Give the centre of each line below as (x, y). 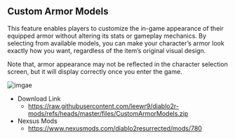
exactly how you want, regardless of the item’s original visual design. (107, 50)
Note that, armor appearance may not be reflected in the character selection (117, 64)
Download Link (39, 98)
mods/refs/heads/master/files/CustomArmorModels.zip (108, 113)
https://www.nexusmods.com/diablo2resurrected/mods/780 (115, 128)
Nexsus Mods (37, 121)
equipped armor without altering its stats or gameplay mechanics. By (107, 36)
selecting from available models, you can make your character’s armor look (116, 43)
